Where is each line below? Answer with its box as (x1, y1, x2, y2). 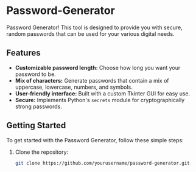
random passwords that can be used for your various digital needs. (6, 30, 175, 37)
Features (6, 48, 41, 58)
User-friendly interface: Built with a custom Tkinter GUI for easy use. (15, 89, 191, 97)
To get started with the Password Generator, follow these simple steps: (6, 136, 184, 143)
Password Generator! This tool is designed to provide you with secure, (6, 24, 183, 31)
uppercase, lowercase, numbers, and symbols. (15, 83, 133, 91)
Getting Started (6, 120, 66, 131)
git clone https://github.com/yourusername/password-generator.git (15, 160, 190, 166)
